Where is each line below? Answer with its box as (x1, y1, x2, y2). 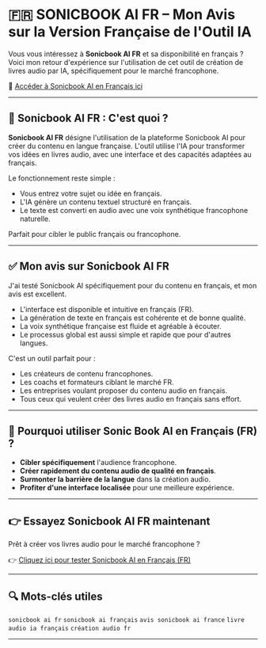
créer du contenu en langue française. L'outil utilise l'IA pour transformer (8, 141, 245, 151)
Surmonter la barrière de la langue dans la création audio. (19, 475, 211, 484)
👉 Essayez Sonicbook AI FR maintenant (8, 514, 211, 528)
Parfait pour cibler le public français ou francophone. (8, 229, 181, 238)
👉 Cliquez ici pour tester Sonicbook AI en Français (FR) (8, 555, 192, 565)
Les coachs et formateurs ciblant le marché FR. (19, 377, 174, 387)
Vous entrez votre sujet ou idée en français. (19, 189, 162, 198)
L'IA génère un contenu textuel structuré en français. (19, 196, 192, 207)
